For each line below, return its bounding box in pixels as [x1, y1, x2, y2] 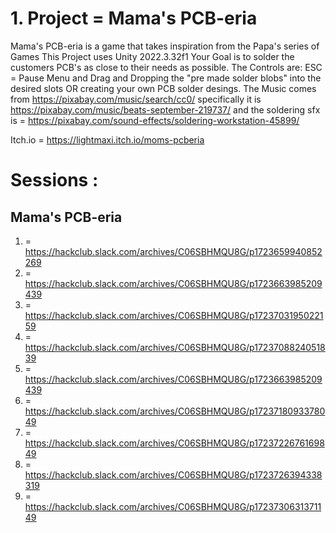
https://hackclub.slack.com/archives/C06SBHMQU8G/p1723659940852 [24, 245, 323, 257]
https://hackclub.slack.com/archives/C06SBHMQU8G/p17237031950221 [24, 309, 324, 321]
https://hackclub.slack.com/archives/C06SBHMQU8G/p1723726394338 [24, 468, 323, 481]
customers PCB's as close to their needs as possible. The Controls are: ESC [10, 61, 323, 73]
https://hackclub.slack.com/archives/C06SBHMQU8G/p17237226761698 [24, 437, 325, 449]
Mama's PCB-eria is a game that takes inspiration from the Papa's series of [10, 40, 320, 52]
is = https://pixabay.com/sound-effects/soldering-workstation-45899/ [10, 114, 300, 126]
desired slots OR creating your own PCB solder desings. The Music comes [10, 82, 317, 94]
